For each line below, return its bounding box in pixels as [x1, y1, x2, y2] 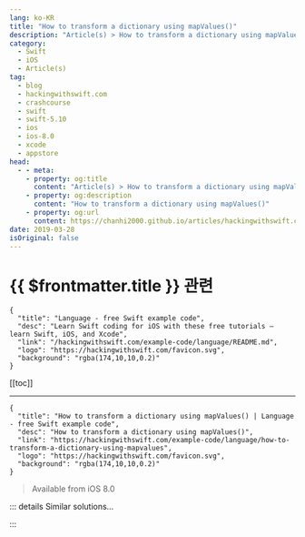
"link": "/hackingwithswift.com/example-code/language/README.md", [17, 338, 279, 347]
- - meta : [17, 166, 54, 175]
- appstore [17, 148, 59, 157]
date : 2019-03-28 [9, 225, 75, 234]
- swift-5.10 [17, 115, 67, 124]
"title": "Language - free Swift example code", [17, 314, 205, 323]
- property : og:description [25, 191, 132, 200]
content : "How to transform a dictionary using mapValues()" [33, 199, 271, 209]
